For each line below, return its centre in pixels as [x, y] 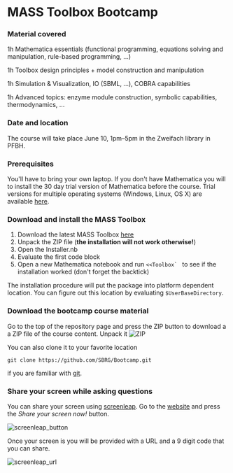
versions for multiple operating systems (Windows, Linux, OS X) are [105, 194]
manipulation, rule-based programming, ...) [69, 57]
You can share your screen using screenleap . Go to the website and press [114, 406]
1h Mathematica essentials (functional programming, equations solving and [115, 49]
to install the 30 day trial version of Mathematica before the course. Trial [111, 187]
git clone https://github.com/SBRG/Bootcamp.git [79, 360]
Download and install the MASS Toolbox [76, 219]
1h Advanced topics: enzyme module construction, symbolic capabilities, [112, 97]
